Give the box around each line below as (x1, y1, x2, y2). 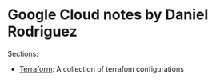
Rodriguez (7, 22, 78, 41)
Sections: (7, 49, 39, 58)
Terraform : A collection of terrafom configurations (18, 64, 185, 73)
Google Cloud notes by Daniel (7, 6, 209, 24)
